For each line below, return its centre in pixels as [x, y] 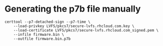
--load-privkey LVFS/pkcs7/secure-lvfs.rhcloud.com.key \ [74, 26]
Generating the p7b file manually [73, 9]
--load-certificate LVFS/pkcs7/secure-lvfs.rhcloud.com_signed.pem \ [86, 30]
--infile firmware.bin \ [39, 34]
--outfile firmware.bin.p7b [42, 39]
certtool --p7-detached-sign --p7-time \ [48, 22]
